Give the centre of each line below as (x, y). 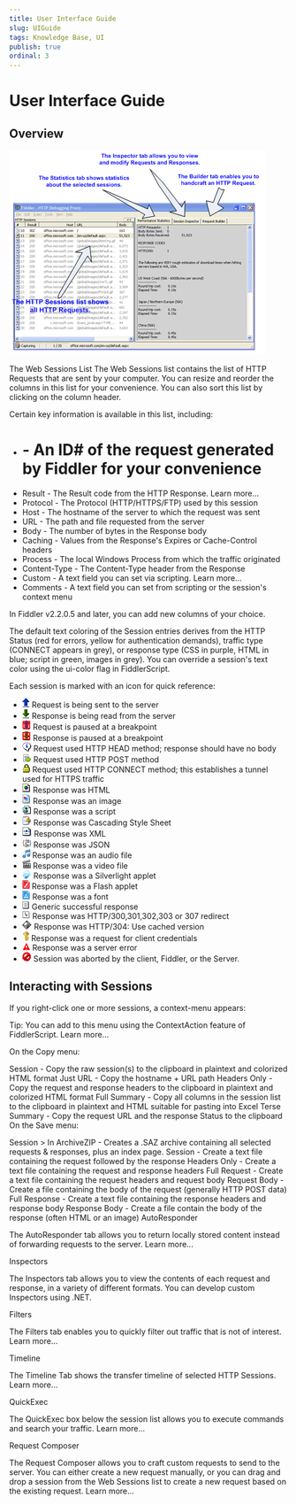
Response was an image (77, 801)
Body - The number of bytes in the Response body (114, 531)
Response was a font (70, 897)
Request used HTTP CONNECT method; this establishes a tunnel (150, 769)
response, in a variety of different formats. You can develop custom (132, 1287)
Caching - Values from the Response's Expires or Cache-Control (140, 541)
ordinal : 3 (29, 56)
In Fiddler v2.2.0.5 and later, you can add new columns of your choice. (137, 614)
